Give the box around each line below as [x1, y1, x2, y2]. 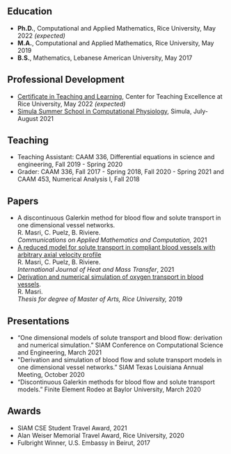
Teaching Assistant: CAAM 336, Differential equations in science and [17, 153, 215, 161]
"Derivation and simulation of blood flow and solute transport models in [17, 356, 223, 364]
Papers [7, 195, 39, 207]
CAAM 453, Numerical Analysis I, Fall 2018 [17, 175, 141, 184]
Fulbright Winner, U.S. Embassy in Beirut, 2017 [17, 438, 151, 447]
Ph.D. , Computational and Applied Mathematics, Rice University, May [17, 24, 216, 32]
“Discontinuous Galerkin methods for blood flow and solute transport [17, 378, 216, 387]
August [17, 114, 38, 122]
